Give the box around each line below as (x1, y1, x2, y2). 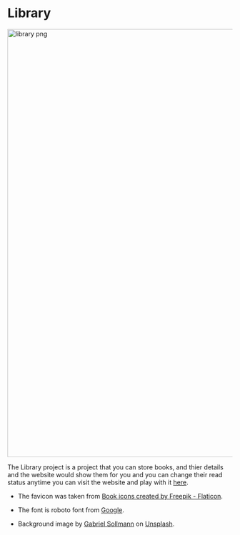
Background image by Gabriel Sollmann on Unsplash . (17, 519, 175, 528)
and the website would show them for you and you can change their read (7, 470, 223, 479)
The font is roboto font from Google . (17, 505, 125, 514)
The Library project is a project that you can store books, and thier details (7, 462, 224, 472)
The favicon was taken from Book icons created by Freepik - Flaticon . (17, 491, 224, 500)
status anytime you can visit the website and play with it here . (7, 478, 189, 486)
